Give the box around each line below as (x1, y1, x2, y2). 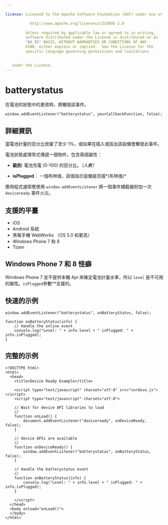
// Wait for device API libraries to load (14, 405, 104, 410)
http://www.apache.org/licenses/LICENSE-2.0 (30, 21, 124, 26)
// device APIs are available (14, 436, 78, 441)
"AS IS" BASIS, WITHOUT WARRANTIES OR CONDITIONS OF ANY (25, 40, 147, 45)
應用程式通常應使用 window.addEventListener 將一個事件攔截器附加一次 (5, 184, 152, 190)
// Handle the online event (14, 323, 73, 329)
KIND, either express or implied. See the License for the (25, 44, 154, 49)
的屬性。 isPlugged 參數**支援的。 (5, 280, 74, 286)
